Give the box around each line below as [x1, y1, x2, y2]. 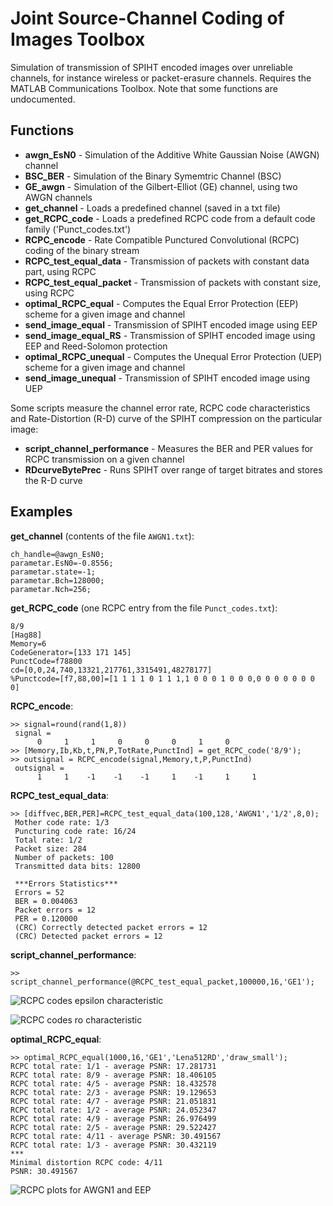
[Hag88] [10, 630, 43, 640]
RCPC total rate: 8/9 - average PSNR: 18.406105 [10, 1070, 217, 1080]
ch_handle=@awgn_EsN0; [10, 549, 105, 559]
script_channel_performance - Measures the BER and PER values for [24, 442, 314, 454]
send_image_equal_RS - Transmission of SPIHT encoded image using [24, 329, 316, 341]
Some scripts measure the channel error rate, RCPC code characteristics [10, 402, 311, 414]
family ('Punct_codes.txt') [24, 223, 132, 235]
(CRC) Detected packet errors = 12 [14, 931, 163, 941]
